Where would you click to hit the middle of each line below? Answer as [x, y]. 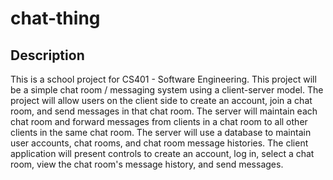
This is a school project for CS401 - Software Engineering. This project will [163, 79]
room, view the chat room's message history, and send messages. [147, 164]
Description [47, 55]
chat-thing [55, 18]
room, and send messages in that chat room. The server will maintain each [164, 111]
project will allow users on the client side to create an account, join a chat [161, 100]
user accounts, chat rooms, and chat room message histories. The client [159, 143]
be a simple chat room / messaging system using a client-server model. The [167, 90]
